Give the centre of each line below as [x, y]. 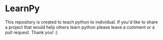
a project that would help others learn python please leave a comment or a [80, 27]
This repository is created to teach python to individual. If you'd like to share [81, 22]
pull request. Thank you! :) [31, 32]
